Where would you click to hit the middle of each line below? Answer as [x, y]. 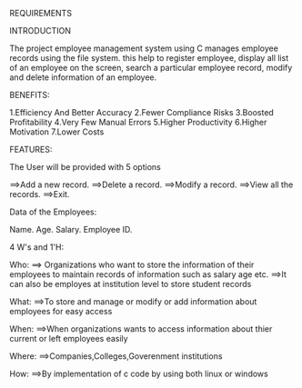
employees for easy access [61, 311]
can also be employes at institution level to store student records [131, 284]
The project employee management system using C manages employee [144, 48]
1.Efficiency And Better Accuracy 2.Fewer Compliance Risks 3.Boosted [142, 112]
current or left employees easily [69, 338]
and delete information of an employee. [83, 77]
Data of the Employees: [53, 212]
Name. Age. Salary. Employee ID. [71, 229]
